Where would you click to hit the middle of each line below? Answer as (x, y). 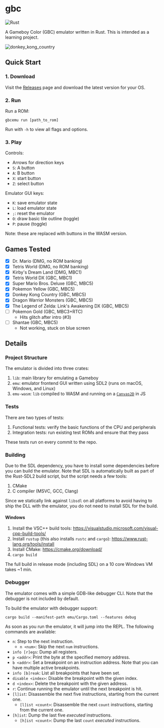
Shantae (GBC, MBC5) (35, 322)
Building (15, 455)
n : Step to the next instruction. (43, 641)
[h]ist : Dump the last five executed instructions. (62, 715)
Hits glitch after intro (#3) (45, 317)
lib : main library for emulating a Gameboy (55, 378)
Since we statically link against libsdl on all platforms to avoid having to (79, 501)
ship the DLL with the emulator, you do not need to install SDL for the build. (82, 506)
